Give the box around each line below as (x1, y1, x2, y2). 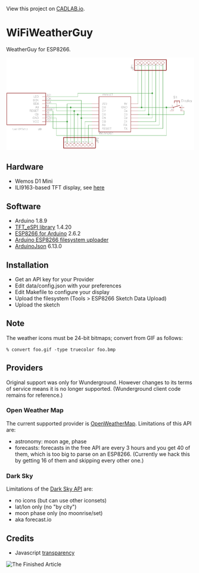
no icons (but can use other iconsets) (14, 497, 107, 504)
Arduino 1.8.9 (14, 217, 48, 225)
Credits (6, 533, 35, 543)
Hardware (6, 161, 43, 172)
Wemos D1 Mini (14, 177, 53, 185)
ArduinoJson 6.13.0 (14, 243, 62, 250)
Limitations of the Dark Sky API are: (6, 485, 94, 492)
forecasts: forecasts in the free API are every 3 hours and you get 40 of (14, 444, 191, 451)
